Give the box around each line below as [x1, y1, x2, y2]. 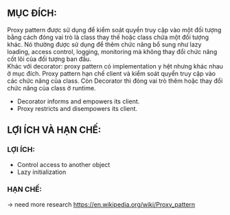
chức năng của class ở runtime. [7, 84, 96, 92]
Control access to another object [16, 160, 111, 168]
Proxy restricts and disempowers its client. [16, 104, 138, 112]
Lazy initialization [16, 168, 67, 176]
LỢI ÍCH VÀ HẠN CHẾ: [7, 125, 102, 136]
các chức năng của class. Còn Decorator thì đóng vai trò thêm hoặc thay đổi [7, 77, 223, 85]
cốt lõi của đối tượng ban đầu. [7, 55, 91, 63]
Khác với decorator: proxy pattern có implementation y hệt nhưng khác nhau [7, 62, 223, 70]
